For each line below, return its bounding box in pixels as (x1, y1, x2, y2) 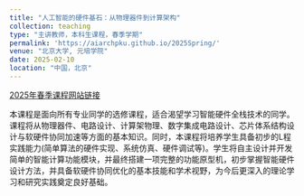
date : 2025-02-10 (9, 55, 75, 64)
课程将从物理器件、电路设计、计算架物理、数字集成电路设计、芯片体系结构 (9, 119, 287, 131)
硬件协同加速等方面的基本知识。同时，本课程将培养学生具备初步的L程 (33, 131, 291, 142)
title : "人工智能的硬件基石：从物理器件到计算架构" (9, 13, 181, 23)
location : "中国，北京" (9, 64, 92, 73)
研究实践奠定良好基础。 (24, 176, 113, 187)
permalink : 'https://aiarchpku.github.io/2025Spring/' (9, 38, 221, 48)
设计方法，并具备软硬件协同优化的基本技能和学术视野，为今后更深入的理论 (9, 164, 287, 176)
